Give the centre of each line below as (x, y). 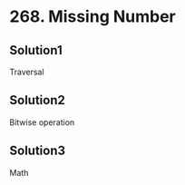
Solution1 (36, 50)
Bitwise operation (42, 122)
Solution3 (38, 151)
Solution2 (37, 100)
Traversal (27, 72)
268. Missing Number (93, 17)
